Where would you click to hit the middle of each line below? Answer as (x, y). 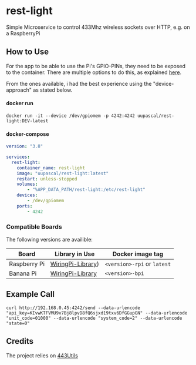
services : (18, 157)
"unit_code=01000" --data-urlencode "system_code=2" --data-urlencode (94, 318)
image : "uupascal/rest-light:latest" (63, 173)
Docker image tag (138, 254)
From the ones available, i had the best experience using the (79, 83)
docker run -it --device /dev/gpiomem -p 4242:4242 (70, 116)
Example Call (30, 294)
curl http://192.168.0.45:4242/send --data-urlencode (73, 308)
